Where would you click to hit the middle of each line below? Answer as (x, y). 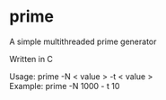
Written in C (31, 59)
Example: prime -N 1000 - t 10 (65, 86)
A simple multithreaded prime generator (83, 41)
